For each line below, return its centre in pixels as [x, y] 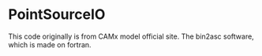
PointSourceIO [57, 15]
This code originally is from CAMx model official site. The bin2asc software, [131, 36]
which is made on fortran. [50, 44]
